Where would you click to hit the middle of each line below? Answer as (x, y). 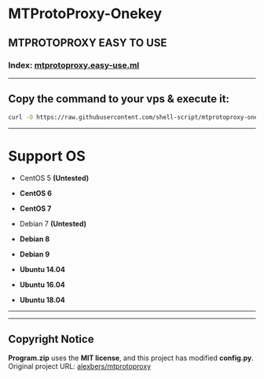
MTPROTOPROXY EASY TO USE (88, 43)
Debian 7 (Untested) (53, 223)
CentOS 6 (36, 193)
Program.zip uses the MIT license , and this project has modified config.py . (131, 358)
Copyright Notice (51, 339)
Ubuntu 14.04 (42, 269)
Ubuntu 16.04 (42, 285)
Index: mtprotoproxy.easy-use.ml (74, 65)
